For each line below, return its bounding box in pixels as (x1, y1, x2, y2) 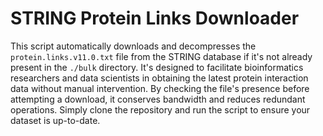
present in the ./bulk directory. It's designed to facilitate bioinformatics (10, 61, 304, 73)
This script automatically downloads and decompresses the (10, 40, 257, 52)
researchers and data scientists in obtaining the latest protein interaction (10, 72, 309, 84)
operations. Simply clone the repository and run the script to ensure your (10, 103, 311, 116)
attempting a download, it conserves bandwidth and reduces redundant (10, 93, 306, 105)
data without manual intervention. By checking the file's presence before (10, 82, 310, 94)
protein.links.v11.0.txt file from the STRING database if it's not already (10, 50, 313, 62)
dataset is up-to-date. (10, 114, 101, 126)
